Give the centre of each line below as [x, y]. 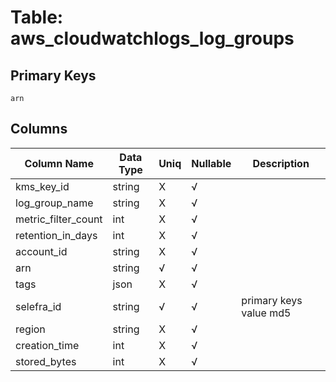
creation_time [47, 345]
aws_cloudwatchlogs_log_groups [152, 38]
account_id [41, 251]
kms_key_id [42, 186]
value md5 [266, 313]
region [30, 329]
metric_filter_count [59, 219]
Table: [37, 17]
